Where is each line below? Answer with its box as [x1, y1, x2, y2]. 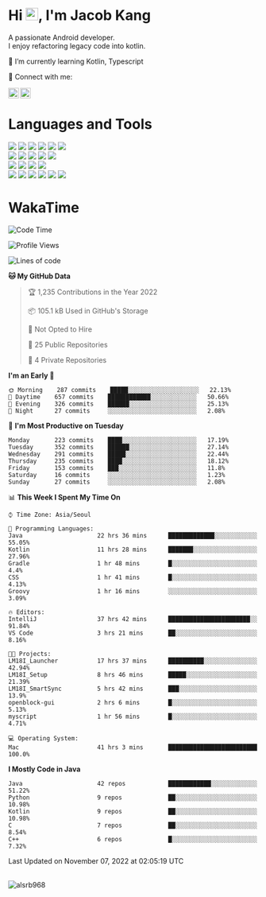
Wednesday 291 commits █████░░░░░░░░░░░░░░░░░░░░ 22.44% [8, 450, 229, 458]
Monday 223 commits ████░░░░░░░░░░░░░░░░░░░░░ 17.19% [8, 436, 229, 444]
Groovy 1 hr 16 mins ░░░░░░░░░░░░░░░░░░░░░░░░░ [8, 587, 258, 595]
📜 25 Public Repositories [27, 340, 109, 349]
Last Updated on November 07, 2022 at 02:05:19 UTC [8, 856, 184, 865]
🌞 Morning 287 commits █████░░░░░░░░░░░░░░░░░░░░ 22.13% [8, 386, 232, 394]
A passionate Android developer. [8, 33, 115, 42]
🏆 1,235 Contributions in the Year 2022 [27, 287, 158, 297]
